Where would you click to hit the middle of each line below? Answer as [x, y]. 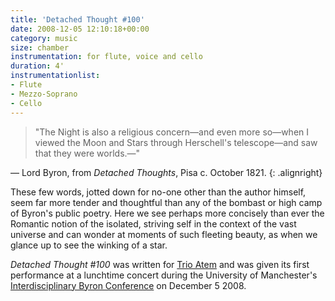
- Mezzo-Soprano [44, 94]
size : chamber [40, 47]
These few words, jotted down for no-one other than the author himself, [158, 192]
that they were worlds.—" [87, 153]
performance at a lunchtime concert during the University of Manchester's [164, 275]
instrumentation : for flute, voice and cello [106, 57]
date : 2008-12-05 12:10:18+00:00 [80, 29]
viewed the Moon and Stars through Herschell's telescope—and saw [176, 142]
